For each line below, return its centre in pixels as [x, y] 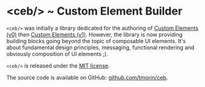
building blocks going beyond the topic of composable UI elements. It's [96, 41]
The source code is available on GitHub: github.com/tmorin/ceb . [87, 77]
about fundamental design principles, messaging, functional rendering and [100, 47]
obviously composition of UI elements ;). [57, 54]
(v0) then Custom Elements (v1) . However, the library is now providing [95, 34]
